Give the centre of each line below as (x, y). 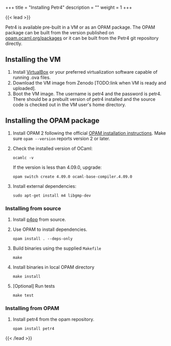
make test (23, 295)
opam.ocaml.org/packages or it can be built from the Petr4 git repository (82, 38)
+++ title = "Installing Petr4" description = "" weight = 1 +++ (69, 7)
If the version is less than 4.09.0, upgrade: (57, 167)
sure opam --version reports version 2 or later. (61, 138)
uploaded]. (24, 88)
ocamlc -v (23, 158)
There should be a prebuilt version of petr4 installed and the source (84, 99)
